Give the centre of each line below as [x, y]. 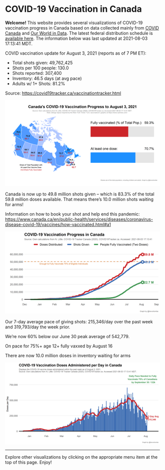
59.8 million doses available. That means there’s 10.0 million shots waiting [79, 199]
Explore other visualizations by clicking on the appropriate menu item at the [82, 457]
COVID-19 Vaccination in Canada [74, 9]
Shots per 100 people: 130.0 [41, 68]
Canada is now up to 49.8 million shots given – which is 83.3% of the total [80, 194]
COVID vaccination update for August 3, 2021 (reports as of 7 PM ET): [76, 53]
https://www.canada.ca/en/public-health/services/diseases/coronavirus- [79, 219]
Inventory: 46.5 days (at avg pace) [47, 78]
